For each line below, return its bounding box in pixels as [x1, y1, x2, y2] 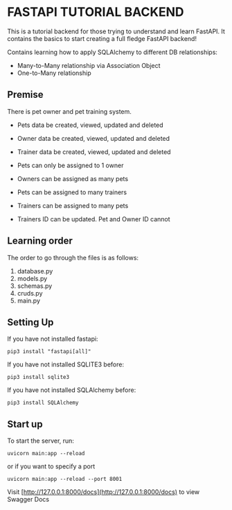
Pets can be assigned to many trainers [17, 188, 127, 196]
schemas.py [17, 282, 53, 290]
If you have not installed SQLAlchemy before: [7, 386, 136, 394]
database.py [17, 266, 53, 275]
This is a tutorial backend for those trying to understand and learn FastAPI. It [7, 27, 225, 35]
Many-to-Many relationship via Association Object [17, 61, 161, 69]
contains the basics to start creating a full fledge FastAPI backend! [7, 34, 197, 42]
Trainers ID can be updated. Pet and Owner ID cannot [17, 214, 171, 223]
